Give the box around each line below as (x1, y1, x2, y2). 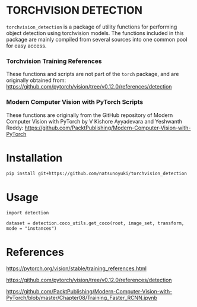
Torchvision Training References (6, 57, 102, 65)
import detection (6, 210, 49, 216)
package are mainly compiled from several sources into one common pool (6, 36, 188, 43)
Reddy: (6, 124, 24, 131)
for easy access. (6, 42, 47, 49)
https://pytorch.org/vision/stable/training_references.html (6, 265, 147, 272)
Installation (6, 151, 63, 164)
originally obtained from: (6, 77, 66, 84)
